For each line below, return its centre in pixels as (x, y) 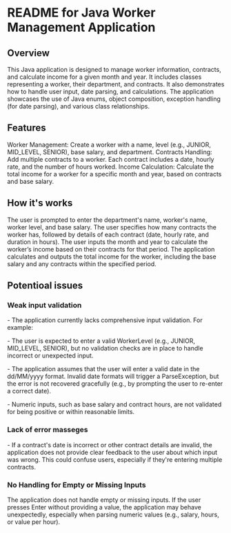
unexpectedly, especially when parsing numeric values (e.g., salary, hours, (113, 514)
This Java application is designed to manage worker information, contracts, (114, 69)
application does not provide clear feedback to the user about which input (112, 452)
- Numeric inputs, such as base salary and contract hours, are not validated (114, 404)
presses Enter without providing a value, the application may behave (104, 507)
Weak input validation (44, 305)
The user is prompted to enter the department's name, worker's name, (107, 220)
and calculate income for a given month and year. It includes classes (104, 77)
